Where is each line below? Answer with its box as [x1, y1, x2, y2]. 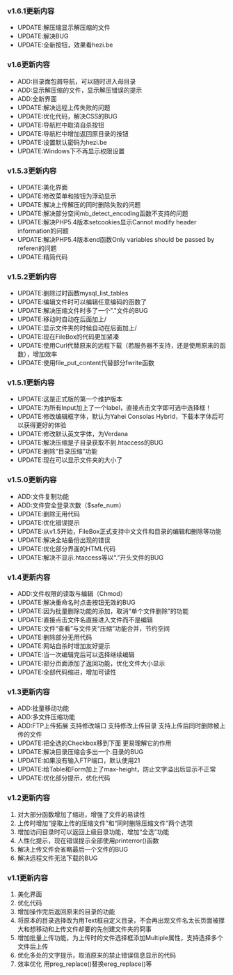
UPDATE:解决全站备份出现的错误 [17, 535, 111, 544]
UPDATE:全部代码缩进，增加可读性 [17, 668, 117, 677]
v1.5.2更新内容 [7, 272, 57, 282]
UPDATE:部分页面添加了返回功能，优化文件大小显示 [17, 659, 166, 668]
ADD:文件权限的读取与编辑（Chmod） [17, 590, 127, 598]
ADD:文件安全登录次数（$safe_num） [17, 500, 125, 509]
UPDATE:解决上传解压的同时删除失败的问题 [17, 200, 141, 208]
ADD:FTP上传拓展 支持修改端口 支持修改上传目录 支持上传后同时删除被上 [17, 721, 226, 730]
